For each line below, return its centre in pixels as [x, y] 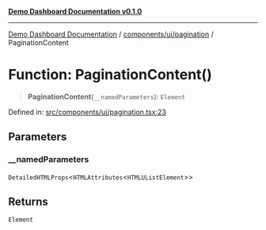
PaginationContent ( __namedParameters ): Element [106, 96]
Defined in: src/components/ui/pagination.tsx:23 [87, 112]
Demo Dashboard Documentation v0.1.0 [75, 11]
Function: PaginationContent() [110, 75]
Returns [28, 202]
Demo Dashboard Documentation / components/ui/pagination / [111, 34]
